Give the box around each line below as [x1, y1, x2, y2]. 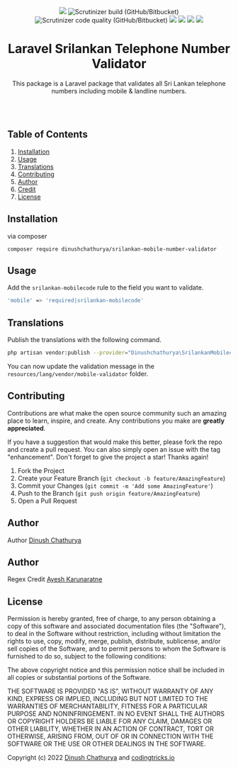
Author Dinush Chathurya [7, 535, 81, 545]
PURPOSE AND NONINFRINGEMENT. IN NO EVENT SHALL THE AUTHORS [7, 710, 225, 718]
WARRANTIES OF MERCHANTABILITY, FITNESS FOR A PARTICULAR [7, 702, 208, 711]
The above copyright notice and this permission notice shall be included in [7, 666, 225, 674]
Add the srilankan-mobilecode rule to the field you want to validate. [7, 283, 204, 292]
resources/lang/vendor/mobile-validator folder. [7, 369, 149, 378]
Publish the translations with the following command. [7, 336, 161, 344]
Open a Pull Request [17, 496, 78, 505]
